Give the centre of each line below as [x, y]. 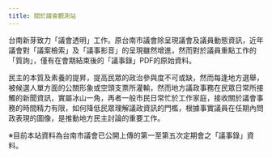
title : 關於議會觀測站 [42, 16]
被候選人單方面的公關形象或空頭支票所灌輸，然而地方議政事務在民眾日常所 [132, 88]
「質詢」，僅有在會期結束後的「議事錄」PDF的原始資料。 [102, 60]
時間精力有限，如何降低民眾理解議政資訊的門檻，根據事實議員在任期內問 [143, 108]
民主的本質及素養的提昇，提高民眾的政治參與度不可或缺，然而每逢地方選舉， [136, 77]
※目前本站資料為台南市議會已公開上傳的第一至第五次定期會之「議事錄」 [127, 135]
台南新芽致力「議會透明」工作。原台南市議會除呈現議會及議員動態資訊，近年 [136, 40]
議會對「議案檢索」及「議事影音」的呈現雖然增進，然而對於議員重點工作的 [132, 50]
